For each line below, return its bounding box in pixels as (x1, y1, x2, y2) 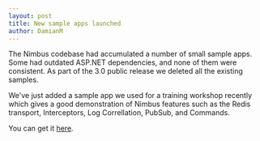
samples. (8, 75, 39, 85)
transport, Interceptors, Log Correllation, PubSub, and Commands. (8, 108, 231, 117)
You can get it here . (8, 123, 75, 134)
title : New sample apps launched (8, 19, 121, 28)
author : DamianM (8, 27, 63, 35)
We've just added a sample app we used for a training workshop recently (8, 91, 253, 100)
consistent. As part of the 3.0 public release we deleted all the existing (8, 66, 243, 76)
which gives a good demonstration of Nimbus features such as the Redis (8, 99, 251, 109)
